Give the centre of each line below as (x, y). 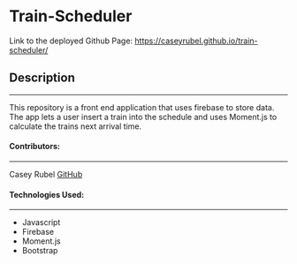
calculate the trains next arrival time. (76, 126)
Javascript (41, 223)
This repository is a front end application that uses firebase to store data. (142, 107)
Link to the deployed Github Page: (71, 41)
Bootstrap (40, 251)
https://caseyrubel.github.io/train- (196, 41)
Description (42, 78)
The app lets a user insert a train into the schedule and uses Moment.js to (143, 117)
